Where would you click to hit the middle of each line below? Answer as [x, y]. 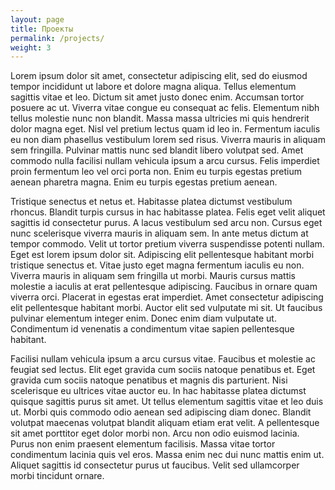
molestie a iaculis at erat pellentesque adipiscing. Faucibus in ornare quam [164, 287]
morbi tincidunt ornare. [57, 476]
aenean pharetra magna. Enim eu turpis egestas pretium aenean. [144, 182]
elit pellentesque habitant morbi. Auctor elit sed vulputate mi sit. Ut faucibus [166, 308]
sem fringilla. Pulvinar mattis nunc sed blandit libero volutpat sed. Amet [157, 150]
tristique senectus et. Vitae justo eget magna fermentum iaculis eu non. [157, 265]
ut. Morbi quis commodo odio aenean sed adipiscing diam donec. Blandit [161, 412]
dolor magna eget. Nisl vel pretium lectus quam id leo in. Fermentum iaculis [165, 129]
